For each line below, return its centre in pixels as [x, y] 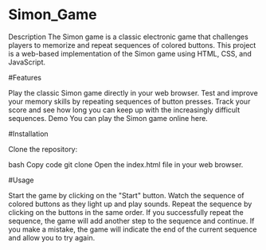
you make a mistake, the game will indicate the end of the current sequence [133, 229]
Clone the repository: [43, 149]
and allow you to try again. [52, 237]
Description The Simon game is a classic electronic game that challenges [128, 37]
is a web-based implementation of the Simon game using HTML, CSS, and [130, 53]
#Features [25, 77]
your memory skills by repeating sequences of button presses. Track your [129, 101]
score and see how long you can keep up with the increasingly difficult [124, 110]
